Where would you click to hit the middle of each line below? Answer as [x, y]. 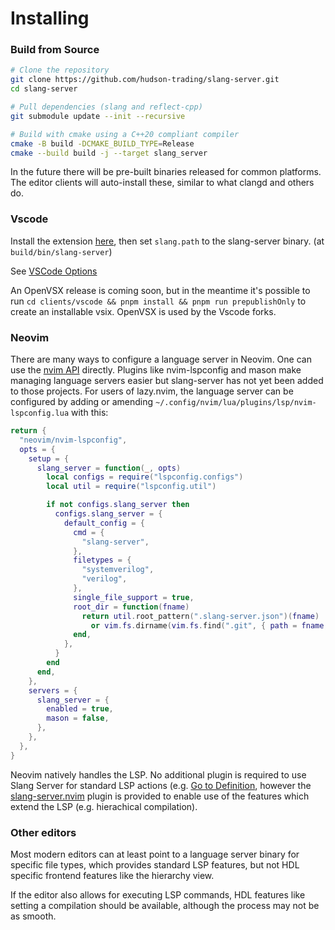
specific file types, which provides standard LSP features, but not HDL [155, 865]
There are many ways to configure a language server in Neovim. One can [161, 359]
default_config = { [104, 523]
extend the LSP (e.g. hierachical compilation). [104, 806]
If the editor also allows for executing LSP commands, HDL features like [158, 895]
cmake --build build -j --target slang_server [109, 153]
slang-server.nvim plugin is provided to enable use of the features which [160, 796]
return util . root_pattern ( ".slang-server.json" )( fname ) [200, 616]
